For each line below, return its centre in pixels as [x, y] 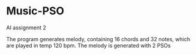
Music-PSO [35, 11]
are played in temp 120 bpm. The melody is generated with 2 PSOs [88, 45]
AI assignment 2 [26, 27]
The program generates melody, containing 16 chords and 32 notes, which [98, 39]
